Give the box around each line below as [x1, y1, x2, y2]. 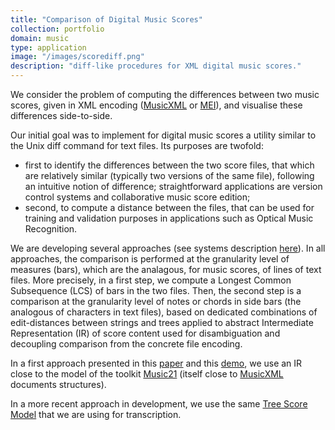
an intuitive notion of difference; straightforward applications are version [24, 181, 323, 192]
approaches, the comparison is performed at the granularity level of [10, 253, 290, 265]
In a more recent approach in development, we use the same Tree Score [10, 398, 308, 410]
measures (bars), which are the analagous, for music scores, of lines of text [10, 264, 322, 275]
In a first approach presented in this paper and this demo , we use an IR [10, 357, 303, 369]
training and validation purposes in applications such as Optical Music [24, 212, 314, 224]
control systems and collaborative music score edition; [24, 191, 251, 203]
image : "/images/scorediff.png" [10, 52, 145, 62]
